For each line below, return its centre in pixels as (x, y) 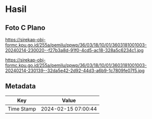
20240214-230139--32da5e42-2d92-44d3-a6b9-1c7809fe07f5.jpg (75, 70)
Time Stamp (22, 108)
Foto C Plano (25, 28)
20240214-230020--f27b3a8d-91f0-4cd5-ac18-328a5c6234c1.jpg (74, 50)
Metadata (20, 86)
